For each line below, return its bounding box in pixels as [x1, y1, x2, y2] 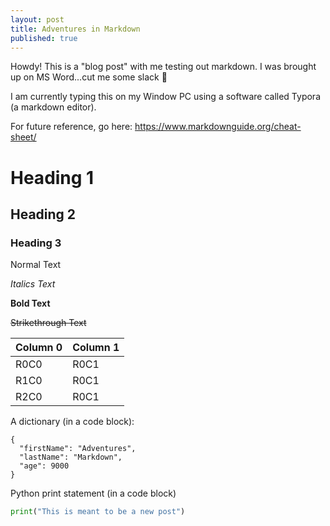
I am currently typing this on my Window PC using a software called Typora [10, 91, 321, 103]
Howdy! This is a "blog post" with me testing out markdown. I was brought [10, 61, 317, 73]
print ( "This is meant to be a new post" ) [10, 507, 186, 517]
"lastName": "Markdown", [19, 452, 123, 463]
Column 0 [15, 341, 63, 355]
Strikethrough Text [10, 317, 87, 329]
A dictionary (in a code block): [10, 416, 135, 428]
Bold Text [10, 297, 51, 310]
